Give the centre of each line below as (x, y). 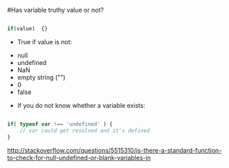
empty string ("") (41, 77)
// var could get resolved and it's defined (85, 131)
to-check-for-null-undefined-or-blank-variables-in (79, 158)
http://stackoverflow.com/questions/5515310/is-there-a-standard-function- (114, 150)
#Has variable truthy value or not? (55, 10)
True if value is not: (45, 41)
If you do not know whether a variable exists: (81, 105)
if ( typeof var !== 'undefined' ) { (60, 124)
